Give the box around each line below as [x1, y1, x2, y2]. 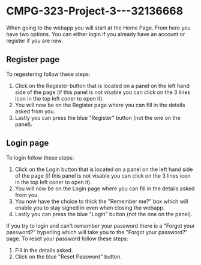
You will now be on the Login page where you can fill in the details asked [14, 185, 195, 192]
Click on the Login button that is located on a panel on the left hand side [14, 166, 193, 173]
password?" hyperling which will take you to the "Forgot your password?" [6, 228, 188, 235]
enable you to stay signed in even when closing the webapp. [14, 204, 165, 211]
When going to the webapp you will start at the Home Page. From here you [6, 24, 191, 31]
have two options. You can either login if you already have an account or [6, 30, 185, 37]
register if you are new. [6, 37, 63, 44]
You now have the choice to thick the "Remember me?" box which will [14, 198, 188, 205]
